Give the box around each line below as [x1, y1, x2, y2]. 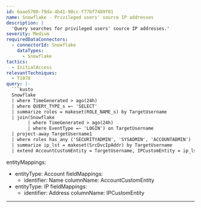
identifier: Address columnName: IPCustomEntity [23, 189, 145, 196]
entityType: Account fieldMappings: [14, 170, 103, 177]
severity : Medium [6, 31, 50, 37]
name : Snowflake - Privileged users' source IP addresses [6, 14, 154, 20]
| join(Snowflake [11, 114, 55, 120]
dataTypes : [17, 48, 44, 54]
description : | [6, 20, 44, 26]
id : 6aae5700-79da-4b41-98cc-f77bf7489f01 [6, 8, 114, 15]
